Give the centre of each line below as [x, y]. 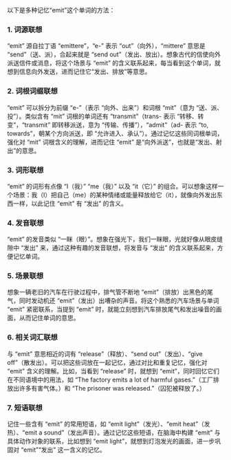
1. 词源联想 [25, 30]
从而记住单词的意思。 [49, 318]
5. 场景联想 [25, 276]
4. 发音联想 [25, 223]
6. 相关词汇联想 [33, 338]
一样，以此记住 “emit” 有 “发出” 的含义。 [70, 203]
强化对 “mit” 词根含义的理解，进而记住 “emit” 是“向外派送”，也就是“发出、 [112, 142]
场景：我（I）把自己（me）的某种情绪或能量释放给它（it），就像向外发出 [115, 195]
